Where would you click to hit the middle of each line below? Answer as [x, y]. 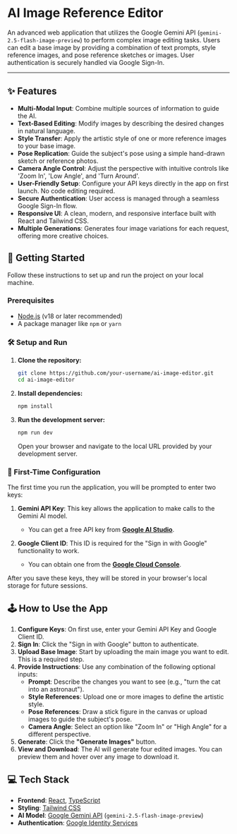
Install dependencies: [50, 393]
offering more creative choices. [63, 236]
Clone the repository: [49, 361]
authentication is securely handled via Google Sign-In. [86, 62]
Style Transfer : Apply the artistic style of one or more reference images [122, 138]
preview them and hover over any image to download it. [98, 756]
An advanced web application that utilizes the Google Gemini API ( [104, 32]
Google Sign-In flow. [47, 205]
